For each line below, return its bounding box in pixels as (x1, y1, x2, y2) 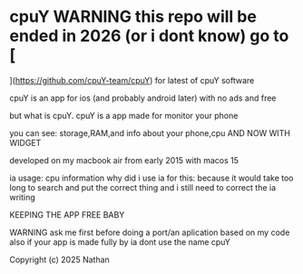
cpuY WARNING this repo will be (9, 6, 257, 27)
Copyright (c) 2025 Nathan (9, 254, 111, 265)
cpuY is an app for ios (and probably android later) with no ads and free (9, 93, 277, 103)
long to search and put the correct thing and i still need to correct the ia (9, 181, 277, 192)
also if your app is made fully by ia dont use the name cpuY (9, 236, 231, 247)
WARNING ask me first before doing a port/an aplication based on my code (9, 227, 290, 238)
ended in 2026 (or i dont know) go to (9, 25, 289, 46)
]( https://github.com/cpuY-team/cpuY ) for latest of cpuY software (9, 74, 255, 85)
